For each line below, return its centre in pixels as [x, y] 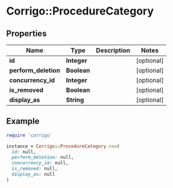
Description [113, 50]
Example [23, 121]
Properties [27, 34]
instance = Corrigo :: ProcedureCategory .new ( [63, 146]
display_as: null [33, 174]
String [75, 100]
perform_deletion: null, [43, 157]
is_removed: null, [35, 169]
